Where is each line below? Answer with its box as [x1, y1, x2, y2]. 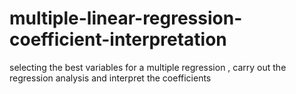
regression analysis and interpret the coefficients [9, 72, 212, 84]
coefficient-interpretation [9, 28, 227, 51]
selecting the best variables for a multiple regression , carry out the [9, 61, 287, 73]
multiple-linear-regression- [9, 7, 243, 30]
